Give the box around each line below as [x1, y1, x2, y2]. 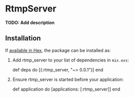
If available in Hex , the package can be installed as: [5, 47, 111, 53]
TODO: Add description [5, 19, 55, 25]
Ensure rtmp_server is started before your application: [12, 76, 124, 82]
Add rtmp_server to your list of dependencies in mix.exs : [12, 57, 129, 63]
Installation [5, 34, 41, 42]
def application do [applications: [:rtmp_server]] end [12, 86, 120, 92]
